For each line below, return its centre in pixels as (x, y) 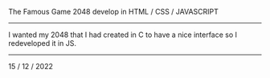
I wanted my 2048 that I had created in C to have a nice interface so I (123, 35)
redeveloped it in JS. (42, 43)
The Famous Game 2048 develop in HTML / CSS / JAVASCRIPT (114, 12)
